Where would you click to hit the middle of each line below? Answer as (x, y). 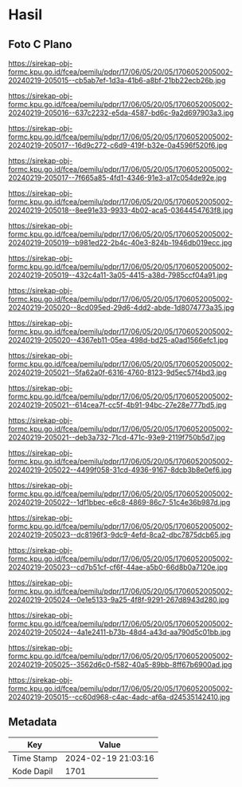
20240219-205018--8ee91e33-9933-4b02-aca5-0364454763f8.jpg (121, 210)
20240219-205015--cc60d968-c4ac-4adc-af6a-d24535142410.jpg (119, 697)
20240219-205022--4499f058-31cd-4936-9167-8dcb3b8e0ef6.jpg (120, 470)
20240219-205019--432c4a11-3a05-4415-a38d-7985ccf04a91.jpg (118, 275)
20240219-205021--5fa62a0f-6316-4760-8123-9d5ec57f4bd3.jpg (117, 372)
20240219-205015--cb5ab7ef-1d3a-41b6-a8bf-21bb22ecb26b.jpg (117, 80)
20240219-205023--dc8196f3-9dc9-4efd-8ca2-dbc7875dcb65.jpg (119, 535)
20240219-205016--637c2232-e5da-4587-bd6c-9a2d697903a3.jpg (121, 113)
